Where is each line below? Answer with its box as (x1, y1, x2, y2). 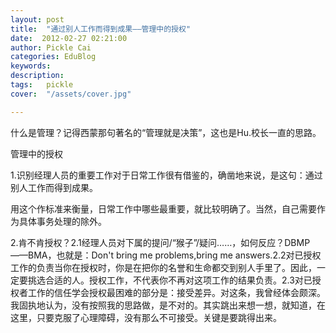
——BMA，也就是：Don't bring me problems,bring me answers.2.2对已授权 (10, 249, 322, 261)
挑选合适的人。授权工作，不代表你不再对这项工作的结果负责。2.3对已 (27, 274, 313, 286)
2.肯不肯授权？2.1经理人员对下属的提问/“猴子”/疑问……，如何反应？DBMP (10, 236, 311, 248)
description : (10, 71, 65, 81)
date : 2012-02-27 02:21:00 (10, 33, 128, 43)
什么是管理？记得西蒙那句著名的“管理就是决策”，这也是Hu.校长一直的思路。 (10, 126, 322, 138)
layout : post (10, 14, 65, 25)
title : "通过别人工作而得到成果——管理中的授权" (10, 24, 192, 34)
